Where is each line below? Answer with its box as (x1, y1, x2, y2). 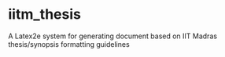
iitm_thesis (8, 5, 81, 23)
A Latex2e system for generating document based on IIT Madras (8, 31, 218, 41)
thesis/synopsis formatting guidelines (8, 39, 130, 48)
